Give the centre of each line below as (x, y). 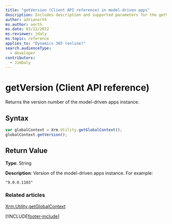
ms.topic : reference (27, 39)
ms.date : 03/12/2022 (27, 29)
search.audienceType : (28, 48)
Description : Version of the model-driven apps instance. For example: (79, 173)
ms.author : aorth (24, 24)
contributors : (20, 58)
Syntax (17, 118)
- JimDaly (20, 63)
